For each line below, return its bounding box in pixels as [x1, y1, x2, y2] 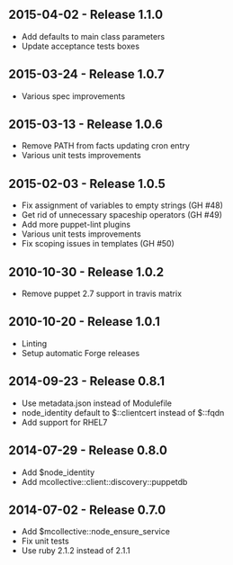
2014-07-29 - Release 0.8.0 [8, 443, 168, 458]
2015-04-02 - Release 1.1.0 [8, 7, 164, 22]
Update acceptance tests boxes [21, 40, 140, 51]
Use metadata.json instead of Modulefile [21, 398, 173, 408]
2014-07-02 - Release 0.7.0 [8, 502, 166, 517]
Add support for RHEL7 [21, 417, 108, 427]
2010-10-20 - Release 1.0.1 [8, 314, 161, 329]
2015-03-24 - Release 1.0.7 [8, 67, 165, 82]
